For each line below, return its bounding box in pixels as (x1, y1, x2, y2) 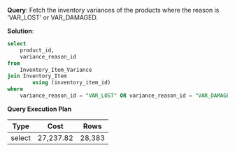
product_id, (20, 47, 55, 54)
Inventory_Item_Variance (20, 66, 92, 73)
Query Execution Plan (7, 105, 72, 113)
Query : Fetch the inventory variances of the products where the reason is (7, 6, 220, 14)
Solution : (7, 27, 34, 35)
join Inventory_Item (7, 73, 68, 79)
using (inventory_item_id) (32, 79, 111, 86)
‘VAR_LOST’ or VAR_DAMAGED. (7, 13, 98, 22)
